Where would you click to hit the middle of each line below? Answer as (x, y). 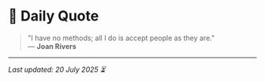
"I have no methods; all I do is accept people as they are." (121, 38)
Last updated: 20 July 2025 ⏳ (57, 69)
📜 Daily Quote (54, 16)
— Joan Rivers (52, 46)
